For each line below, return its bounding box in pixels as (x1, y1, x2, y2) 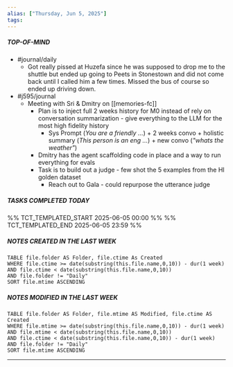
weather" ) (48, 143, 78, 152)
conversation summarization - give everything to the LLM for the (37, 114, 223, 123)
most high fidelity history (37, 122, 110, 130)
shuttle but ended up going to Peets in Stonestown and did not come (27, 70, 224, 78)
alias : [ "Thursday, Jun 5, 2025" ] (7, 10, 107, 17)
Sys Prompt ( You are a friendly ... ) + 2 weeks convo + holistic (48, 129, 224, 137)
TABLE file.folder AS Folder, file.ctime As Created (7, 254, 163, 262)
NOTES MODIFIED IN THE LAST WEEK (7, 294, 118, 301)
